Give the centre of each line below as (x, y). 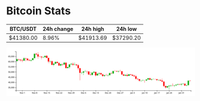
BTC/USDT (23, 29)
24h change (58, 29)
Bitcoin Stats (39, 11)
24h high (93, 29)
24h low (126, 29)
